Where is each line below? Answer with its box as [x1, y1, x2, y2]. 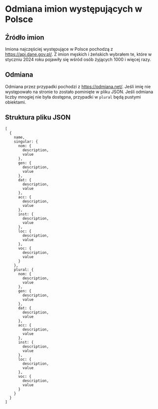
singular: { [14, 139, 38, 144]
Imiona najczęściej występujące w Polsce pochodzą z [5, 46, 113, 52]
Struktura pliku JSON [5, 113, 71, 122]
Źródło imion [5, 33, 45, 41]
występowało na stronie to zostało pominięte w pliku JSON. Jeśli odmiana [5, 89, 154, 95]
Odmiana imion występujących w [5, 3, 142, 15]
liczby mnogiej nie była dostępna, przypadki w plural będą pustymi [5, 94, 141, 100]
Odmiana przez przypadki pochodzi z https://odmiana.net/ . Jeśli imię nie [5, 83, 151, 89]
